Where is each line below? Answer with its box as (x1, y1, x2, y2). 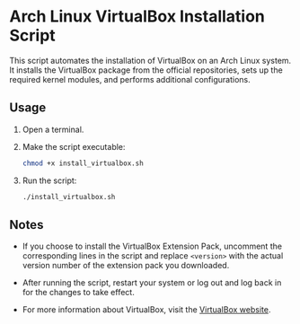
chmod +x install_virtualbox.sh (22, 159, 144, 168)
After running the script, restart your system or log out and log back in (22, 277, 282, 288)
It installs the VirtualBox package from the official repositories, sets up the (9, 65, 283, 75)
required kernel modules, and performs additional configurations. (9, 74, 251, 84)
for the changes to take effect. (22, 287, 135, 298)
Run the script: (22, 175, 77, 186)
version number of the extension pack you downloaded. (22, 260, 230, 271)
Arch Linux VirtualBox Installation (9, 6, 265, 27)
